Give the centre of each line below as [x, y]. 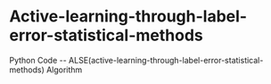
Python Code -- [38, 60]
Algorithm [64, 70]
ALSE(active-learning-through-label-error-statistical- [166, 60]
